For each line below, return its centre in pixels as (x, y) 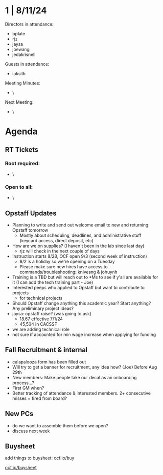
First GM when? (28, 388)
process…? (23, 383)
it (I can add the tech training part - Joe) (53, 282)
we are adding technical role (41, 329)
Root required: (23, 164)
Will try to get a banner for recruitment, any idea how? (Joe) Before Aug (84, 367)
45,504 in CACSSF (38, 324)
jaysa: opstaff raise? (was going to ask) (52, 313)
